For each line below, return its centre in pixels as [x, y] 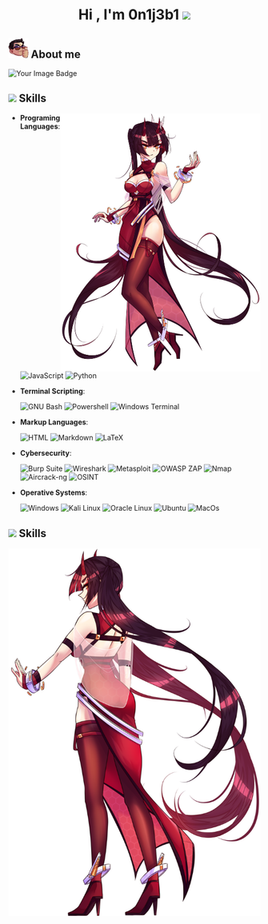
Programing [40, 117]
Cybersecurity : [46, 453]
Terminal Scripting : [52, 391]
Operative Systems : [54, 492]
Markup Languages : [54, 422]
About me [56, 54]
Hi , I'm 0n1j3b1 [129, 15]
